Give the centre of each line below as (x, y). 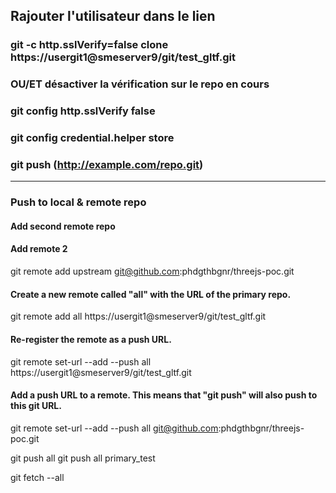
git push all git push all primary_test (83, 458)
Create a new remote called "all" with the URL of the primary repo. (151, 294)
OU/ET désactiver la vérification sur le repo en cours (140, 84)
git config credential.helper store (92, 138)
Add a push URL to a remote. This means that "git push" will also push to (164, 395)
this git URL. (36, 406)
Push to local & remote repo (78, 202)
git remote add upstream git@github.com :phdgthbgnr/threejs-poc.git (152, 271)
